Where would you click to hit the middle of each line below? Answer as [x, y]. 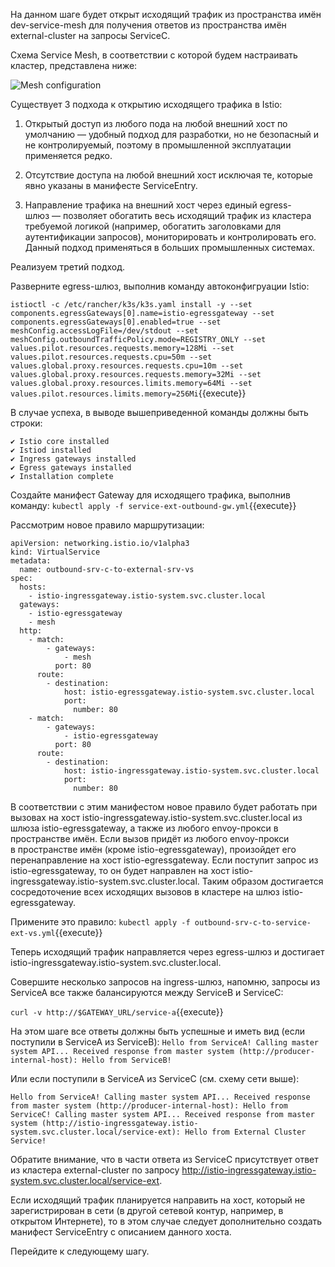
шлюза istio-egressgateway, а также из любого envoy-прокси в [144, 828]
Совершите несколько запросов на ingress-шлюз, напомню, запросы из [165, 982]
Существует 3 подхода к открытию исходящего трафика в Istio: [146, 104]
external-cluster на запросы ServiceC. [90, 35]
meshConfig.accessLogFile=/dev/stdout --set [104, 331]
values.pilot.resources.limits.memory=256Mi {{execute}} [128, 393]
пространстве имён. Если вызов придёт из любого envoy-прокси [150, 838]
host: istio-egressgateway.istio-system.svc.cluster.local [189, 692]
